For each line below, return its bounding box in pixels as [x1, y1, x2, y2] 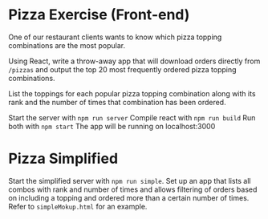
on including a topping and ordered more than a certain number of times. [8, 193, 250, 202]
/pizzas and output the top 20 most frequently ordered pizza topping [8, 64, 237, 74]
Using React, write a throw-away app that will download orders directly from [8, 56, 261, 66]
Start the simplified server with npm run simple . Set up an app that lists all [8, 176, 251, 185]
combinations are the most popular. [8, 40, 126, 50]
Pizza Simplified [8, 150, 119, 168]
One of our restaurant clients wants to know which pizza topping [8, 32, 222, 42]
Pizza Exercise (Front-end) [8, 6, 190, 24]
